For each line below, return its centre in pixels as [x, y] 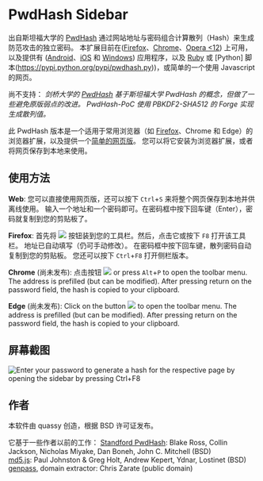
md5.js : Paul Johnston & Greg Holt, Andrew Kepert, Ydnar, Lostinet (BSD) [128, 460]
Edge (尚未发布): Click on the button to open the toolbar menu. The [123, 306]
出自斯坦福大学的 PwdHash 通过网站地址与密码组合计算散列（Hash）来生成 [131, 37]
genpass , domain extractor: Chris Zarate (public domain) [101, 468]
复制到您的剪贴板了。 [57, 218]
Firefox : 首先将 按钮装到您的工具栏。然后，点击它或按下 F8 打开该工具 [127, 235]
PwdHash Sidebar [68, 15]
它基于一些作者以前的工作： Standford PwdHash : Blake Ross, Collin [118, 443]
